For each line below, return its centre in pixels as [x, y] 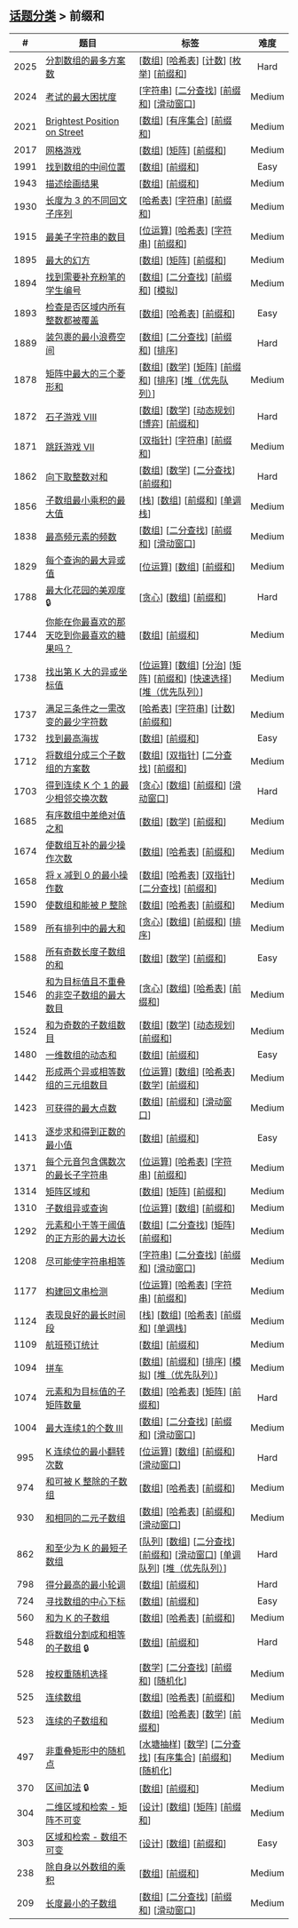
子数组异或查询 [77, 1208]
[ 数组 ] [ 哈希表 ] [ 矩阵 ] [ [186, 1391]
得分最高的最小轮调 [86, 1584]
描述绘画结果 [72, 183]
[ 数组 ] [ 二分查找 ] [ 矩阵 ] [187, 1224]
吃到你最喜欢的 [86, 635]
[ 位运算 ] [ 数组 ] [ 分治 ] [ [186, 665]
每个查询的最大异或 [86, 560]
